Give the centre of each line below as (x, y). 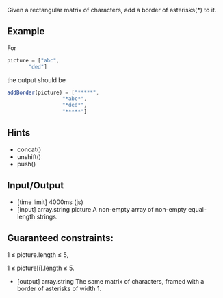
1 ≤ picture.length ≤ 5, (38, 254)
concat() (29, 149)
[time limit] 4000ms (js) (50, 202)
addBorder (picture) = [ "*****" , (53, 92)
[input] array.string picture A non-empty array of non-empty (102, 209)
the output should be (37, 80)
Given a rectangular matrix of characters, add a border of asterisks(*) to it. (112, 10)
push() (26, 164)
